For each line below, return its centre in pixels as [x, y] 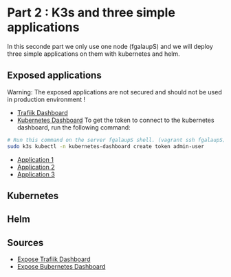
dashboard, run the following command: [74, 127]
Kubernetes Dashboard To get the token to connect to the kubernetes [115, 120]
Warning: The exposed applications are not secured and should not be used [114, 92]
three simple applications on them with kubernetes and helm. [93, 54]
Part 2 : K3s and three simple [91, 13]
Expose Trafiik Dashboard [54, 259]
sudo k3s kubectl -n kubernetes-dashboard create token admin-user [106, 146]
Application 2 [36, 167]
